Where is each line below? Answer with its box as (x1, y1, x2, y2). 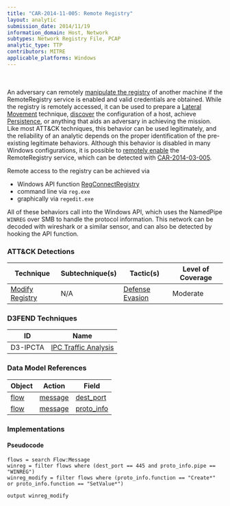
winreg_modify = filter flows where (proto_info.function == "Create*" (7, 474, 216, 481)
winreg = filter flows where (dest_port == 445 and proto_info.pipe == (7, 462, 216, 469)
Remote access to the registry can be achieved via (7, 166, 150, 175)
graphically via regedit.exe (16, 194, 94, 203)
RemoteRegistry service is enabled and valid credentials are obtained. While (7, 95, 222, 103)
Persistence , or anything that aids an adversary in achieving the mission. (7, 117, 212, 125)
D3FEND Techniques (7, 313, 77, 322)
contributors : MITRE (7, 49, 66, 55)
